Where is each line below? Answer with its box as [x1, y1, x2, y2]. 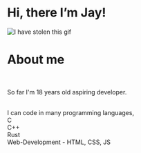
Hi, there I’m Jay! [7, 5, 106, 21]
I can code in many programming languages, [7, 108, 135, 116]
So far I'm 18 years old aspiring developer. [7, 88, 127, 96]
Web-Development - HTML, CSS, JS [7, 138, 111, 146]
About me [7, 52, 65, 68]
